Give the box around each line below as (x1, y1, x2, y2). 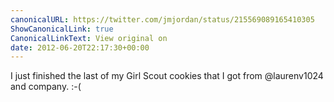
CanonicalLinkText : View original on (10, 33, 168, 43)
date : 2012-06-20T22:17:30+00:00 (10, 42, 150, 53)
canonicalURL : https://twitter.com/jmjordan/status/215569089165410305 (10, 14, 315, 25)
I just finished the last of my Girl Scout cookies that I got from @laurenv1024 (10, 70, 324, 82)
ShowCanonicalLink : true (10, 24, 114, 34)
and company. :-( (10, 81, 82, 93)
